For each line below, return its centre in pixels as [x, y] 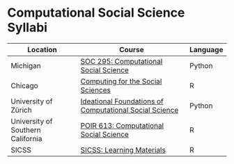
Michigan [26, 65]
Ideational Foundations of [122, 101]
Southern [26, 130]
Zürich [22, 110]
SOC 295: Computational [122, 61]
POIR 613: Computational [122, 125]
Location [42, 49]
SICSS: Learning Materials [123, 149]
